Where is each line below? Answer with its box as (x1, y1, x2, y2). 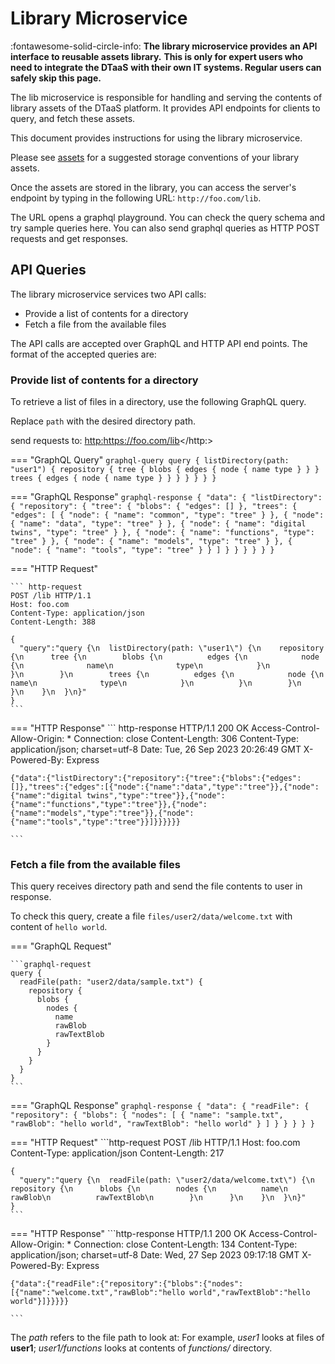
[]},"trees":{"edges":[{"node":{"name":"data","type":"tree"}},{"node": (10, 782, 320, 792)
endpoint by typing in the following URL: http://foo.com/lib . (10, 192, 262, 204)
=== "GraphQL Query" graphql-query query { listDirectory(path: (10, 454, 290, 466)
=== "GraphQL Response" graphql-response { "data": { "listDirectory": (10, 491, 323, 503)
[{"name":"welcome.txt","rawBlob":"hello (10, 1288, 186, 1298)
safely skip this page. (10, 72, 102, 84)
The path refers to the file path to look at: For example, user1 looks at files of (10, 1332, 325, 1344)
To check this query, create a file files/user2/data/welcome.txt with (10, 910, 293, 922)
